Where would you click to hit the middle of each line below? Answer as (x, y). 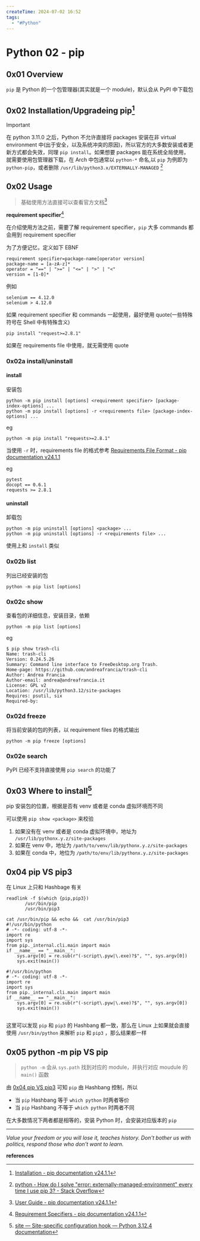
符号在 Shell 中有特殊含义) (38, 322)
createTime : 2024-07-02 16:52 (44, 12)
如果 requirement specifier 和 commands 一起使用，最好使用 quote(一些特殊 (100, 314)
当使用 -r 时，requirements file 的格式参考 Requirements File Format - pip (96, 450)
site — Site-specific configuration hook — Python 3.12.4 (83, 1225)
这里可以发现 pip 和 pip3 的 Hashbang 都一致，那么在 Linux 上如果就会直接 (98, 1025)
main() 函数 (35, 1074)
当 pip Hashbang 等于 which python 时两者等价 (72, 1100)
